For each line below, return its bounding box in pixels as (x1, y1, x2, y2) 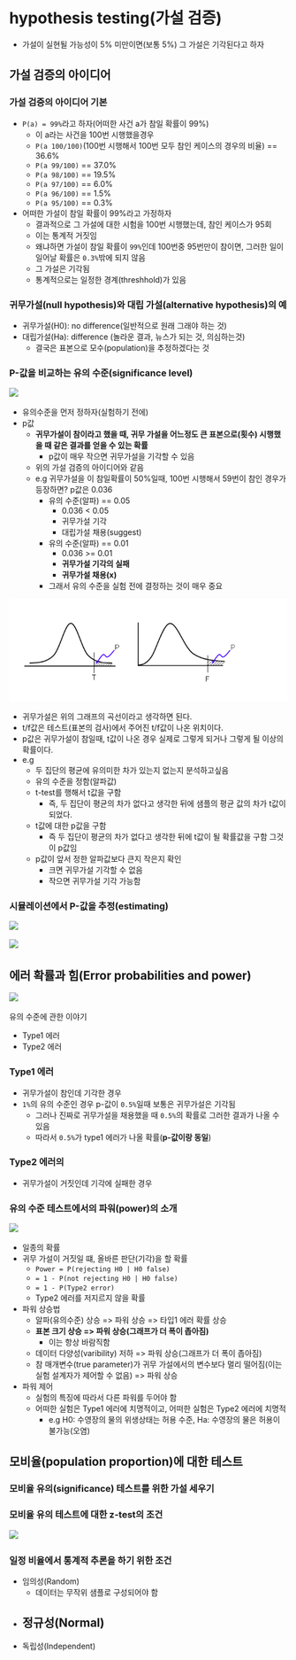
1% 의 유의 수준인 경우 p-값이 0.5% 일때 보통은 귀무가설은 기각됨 (21, 1098, 236, 1109)
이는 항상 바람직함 (48, 1337, 110, 1347)
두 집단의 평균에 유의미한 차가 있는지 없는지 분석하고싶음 (34, 765, 230, 776)
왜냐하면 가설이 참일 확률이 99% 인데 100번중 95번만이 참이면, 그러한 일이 (34, 241, 285, 252)
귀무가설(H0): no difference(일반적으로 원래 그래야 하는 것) (21, 320, 227, 330)
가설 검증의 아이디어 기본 (9, 97, 108, 109)
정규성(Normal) (21, 1616, 105, 1631)
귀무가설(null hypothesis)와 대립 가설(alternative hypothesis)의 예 (9, 299, 287, 311)
